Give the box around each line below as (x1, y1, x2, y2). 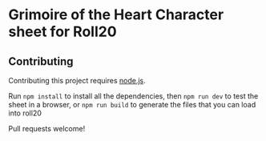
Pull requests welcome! (8, 124, 86, 133)
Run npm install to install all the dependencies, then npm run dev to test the (8, 91, 259, 101)
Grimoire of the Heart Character (8, 6, 224, 24)
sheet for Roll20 (8, 22, 118, 41)
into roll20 (8, 108, 42, 118)
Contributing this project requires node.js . (8, 76, 146, 85)
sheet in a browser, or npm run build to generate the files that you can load (8, 100, 256, 109)
